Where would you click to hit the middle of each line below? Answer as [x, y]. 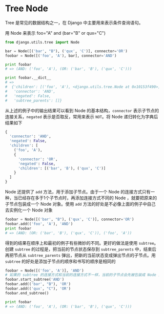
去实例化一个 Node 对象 [29, 210]
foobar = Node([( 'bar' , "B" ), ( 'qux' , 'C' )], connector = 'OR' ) [70, 220]
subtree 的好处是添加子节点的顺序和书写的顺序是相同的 [61, 261]
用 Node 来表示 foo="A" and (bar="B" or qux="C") [55, 33]
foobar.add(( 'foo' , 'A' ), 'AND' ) [39, 224]
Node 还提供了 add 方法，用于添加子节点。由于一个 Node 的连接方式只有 [78, 192]
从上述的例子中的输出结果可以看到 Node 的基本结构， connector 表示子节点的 [82, 110]
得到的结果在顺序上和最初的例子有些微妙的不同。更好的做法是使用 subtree [80, 243]
